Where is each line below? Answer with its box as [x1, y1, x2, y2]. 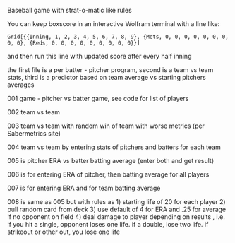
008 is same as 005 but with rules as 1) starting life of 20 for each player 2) [7, 198, 226, 206]
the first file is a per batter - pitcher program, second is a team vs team [7, 66, 214, 73]
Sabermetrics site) [7, 129, 61, 137]
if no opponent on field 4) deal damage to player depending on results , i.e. [7, 213, 226, 221]
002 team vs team [7, 108, 61, 116]
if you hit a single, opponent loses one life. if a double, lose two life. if [7, 220, 209, 228]
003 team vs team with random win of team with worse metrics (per [7, 121, 205, 130]
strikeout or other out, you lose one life [7, 227, 120, 236]
